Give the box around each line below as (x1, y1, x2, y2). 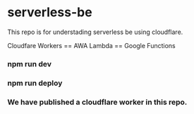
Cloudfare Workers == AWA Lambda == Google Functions (7, 41, 176, 50)
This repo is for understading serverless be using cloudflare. (7, 28, 183, 36)
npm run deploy (7, 78, 63, 88)
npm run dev (7, 59, 51, 69)
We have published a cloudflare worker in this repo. (7, 97, 188, 107)
